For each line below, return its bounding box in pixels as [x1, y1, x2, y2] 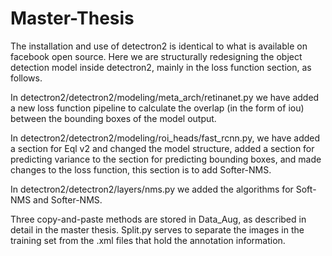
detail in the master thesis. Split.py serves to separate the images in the [10, 223, 305, 236]
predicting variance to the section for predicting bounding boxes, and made [10, 153, 322, 165]
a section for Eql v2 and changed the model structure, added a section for [10, 142, 315, 154]
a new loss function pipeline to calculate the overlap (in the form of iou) [10, 102, 305, 114]
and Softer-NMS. [33, 193, 103, 206]
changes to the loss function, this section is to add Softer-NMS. [10, 163, 272, 176]
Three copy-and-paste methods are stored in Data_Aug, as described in [10, 213, 307, 225]
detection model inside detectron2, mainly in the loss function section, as [10, 61, 312, 73]
